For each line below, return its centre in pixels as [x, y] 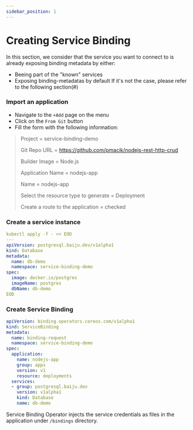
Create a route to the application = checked [73, 206]
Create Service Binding [40, 309]
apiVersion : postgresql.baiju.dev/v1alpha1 [60, 245]
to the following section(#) [46, 87]
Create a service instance [43, 222]
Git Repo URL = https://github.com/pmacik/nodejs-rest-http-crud [99, 150]
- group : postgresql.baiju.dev [50, 387]
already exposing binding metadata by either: [61, 63]
